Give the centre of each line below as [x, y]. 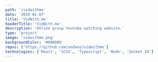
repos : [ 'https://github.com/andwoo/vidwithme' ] [57, 47]
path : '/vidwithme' [26, 10]
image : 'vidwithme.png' [30, 38]
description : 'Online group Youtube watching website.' [65, 28]
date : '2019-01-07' [26, 14]
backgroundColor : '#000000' [35, 42]
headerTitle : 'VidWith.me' [33, 24]
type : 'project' [22, 33]
